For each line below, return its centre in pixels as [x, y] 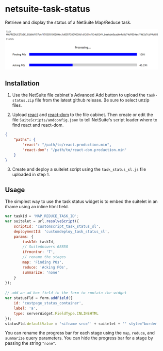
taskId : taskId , [39, 242]
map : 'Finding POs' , [43, 262]
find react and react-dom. [38, 125]
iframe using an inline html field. [37, 207]
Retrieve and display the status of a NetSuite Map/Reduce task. [68, 22]
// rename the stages [44, 257]
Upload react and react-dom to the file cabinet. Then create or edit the [83, 115]
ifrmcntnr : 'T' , [39, 252]
